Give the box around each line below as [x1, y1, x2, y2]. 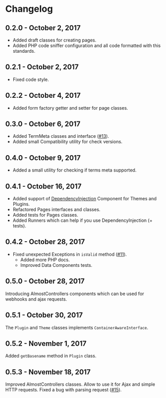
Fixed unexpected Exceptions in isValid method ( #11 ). [12, 251, 127, 257]
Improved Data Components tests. [20, 262, 93, 268]
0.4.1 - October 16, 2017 [5, 182, 82, 191]
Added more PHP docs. [20, 257, 70, 263]
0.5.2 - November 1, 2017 [5, 339, 87, 348]
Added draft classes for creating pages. [12, 37, 97, 43]
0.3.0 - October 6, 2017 [5, 120, 81, 129]
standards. [12, 48, 36, 54]
